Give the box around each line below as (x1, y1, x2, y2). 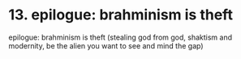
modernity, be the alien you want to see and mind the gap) (8, 40, 204, 50)
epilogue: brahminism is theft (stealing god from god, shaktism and (8, 32, 233, 42)
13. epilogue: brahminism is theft (8, 6, 234, 24)
